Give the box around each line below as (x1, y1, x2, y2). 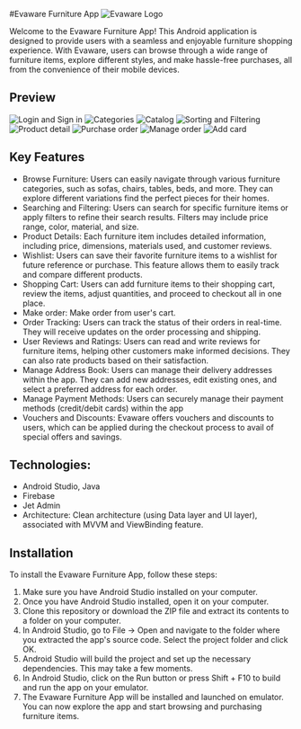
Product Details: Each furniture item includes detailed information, (22, 230, 267, 242)
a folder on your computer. (22, 616, 121, 627)
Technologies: (9, 458, 92, 473)
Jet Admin (22, 500, 61, 511)
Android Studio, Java (22, 481, 101, 492)
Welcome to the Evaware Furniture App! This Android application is (9, 26, 258, 36)
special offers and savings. (22, 431, 123, 442)
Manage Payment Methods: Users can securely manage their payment (22, 393, 284, 404)
